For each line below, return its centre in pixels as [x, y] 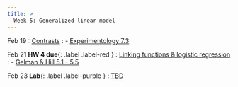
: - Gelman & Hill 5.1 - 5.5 [43, 62]
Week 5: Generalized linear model [64, 21]
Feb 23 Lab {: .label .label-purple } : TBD [66, 76]
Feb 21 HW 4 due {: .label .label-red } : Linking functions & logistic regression [119, 54]
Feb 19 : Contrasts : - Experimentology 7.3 [68, 40]
